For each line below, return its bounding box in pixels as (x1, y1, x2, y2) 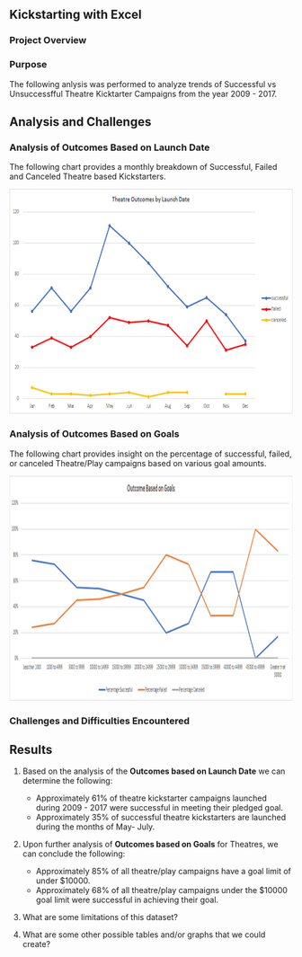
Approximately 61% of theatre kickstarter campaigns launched (35, 793, 268, 803)
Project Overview (9, 34, 87, 47)
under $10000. (35, 875, 91, 886)
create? (22, 939, 51, 950)
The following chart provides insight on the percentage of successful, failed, (9, 448, 292, 459)
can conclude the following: (22, 848, 126, 859)
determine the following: (22, 775, 113, 786)
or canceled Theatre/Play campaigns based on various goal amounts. (9, 457, 267, 468)
